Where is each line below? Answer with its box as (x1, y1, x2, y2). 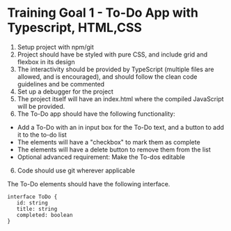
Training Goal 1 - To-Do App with (7, 5, 198, 21)
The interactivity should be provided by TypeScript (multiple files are (17, 65, 214, 73)
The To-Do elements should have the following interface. (7, 179, 170, 188)
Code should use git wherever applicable (17, 166, 136, 174)
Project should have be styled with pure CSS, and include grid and (17, 50, 208, 59)
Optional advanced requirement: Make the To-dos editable (17, 152, 186, 161)
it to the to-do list (17, 131, 67, 139)
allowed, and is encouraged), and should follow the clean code (17, 72, 198, 81)
